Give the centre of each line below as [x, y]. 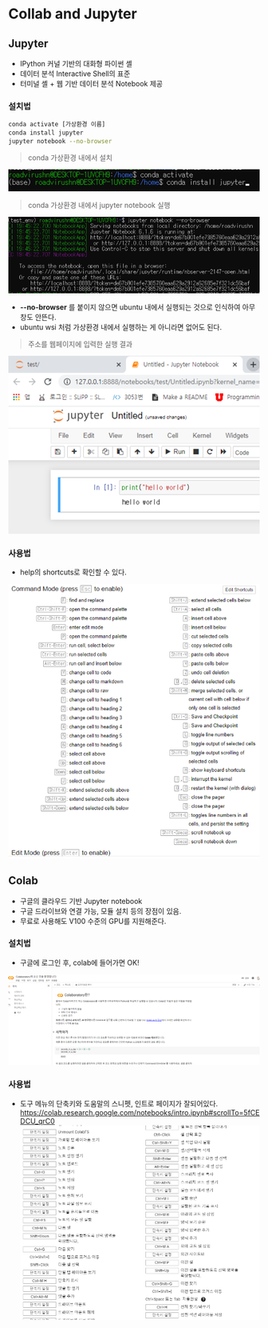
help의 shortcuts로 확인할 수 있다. [73, 572]
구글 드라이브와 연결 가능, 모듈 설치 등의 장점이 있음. [100, 911]
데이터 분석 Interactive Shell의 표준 [75, 74]
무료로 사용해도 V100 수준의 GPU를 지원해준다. [93, 921]
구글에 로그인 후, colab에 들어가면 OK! [79, 962]
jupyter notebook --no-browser [60, 142]
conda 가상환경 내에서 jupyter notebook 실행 [99, 206]
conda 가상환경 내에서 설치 [70, 158]
